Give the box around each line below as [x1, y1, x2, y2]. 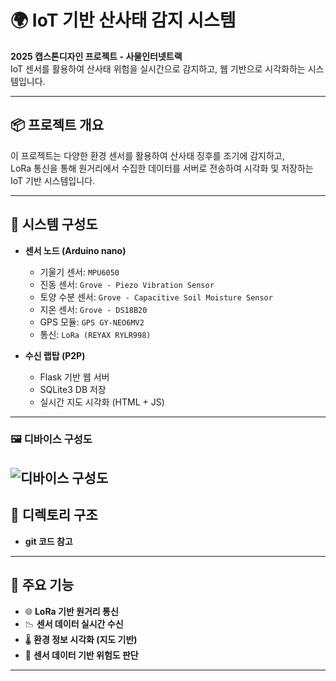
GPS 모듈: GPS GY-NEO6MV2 [39, 316, 145, 328]
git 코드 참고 [24, 535, 73, 547]
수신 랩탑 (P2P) [24, 349, 86, 361]
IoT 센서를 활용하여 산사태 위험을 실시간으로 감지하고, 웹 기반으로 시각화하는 [10, 62, 306, 75]
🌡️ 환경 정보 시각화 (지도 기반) [24, 633, 138, 645]
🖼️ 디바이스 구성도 [10, 432, 93, 446]
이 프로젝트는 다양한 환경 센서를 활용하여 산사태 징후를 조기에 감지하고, [10, 149, 285, 161]
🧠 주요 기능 [10, 577, 75, 594]
